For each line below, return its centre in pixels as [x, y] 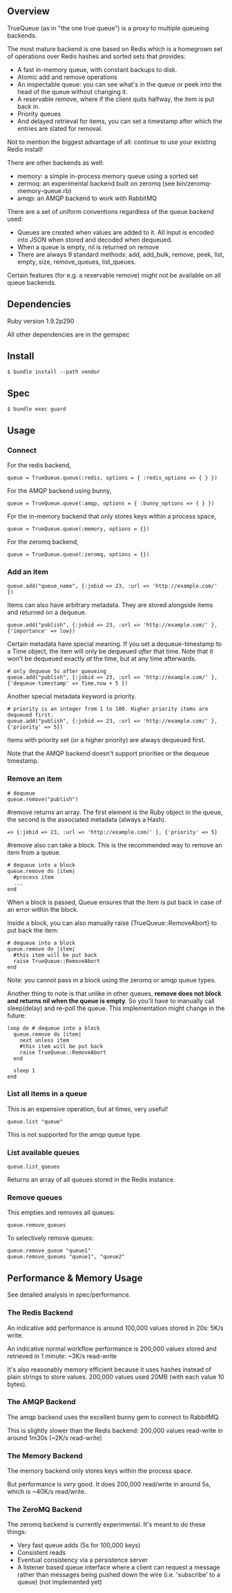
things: [17, 1532]
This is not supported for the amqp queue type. [75, 1134]
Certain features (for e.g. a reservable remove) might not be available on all [114, 275]
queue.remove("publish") [43, 799]
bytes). [17, 1384]
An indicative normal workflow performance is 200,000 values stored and [112, 1349]
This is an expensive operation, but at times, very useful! [87, 1109]
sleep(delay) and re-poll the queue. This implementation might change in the [116, 1008]
